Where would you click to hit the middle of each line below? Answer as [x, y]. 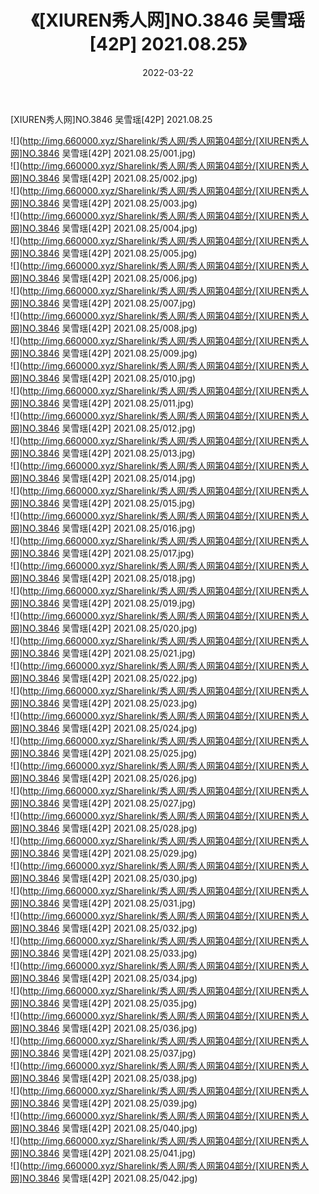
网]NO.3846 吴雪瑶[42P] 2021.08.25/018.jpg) [103, 578]
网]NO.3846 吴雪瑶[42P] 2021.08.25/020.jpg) [104, 628]
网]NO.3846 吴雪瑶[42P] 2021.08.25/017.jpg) [102, 553]
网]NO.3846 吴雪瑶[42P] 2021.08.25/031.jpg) [103, 903]
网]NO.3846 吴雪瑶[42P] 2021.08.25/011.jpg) [102, 403]
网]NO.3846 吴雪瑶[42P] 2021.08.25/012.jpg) [103, 428]
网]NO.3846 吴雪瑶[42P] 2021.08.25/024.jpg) [104, 728]
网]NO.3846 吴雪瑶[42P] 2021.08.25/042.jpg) [104, 1178]
